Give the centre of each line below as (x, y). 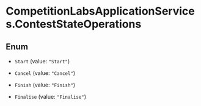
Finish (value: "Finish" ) (45, 85)
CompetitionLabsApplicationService (100, 11)
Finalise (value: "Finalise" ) (50, 97)
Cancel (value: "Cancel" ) (45, 73)
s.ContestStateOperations (74, 24)
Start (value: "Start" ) (42, 61)
